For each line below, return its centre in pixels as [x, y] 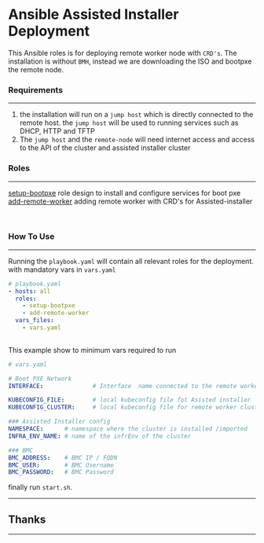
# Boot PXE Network [40, 379]
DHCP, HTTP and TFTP [57, 131]
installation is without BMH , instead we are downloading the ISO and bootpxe [130, 61]
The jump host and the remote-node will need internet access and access [137, 140]
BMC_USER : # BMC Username [61, 465]
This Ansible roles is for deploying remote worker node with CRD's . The [123, 53]
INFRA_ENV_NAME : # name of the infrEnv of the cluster [100, 436]
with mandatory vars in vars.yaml [62, 270]
